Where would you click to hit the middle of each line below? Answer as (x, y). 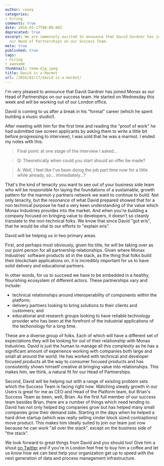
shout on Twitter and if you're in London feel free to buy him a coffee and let (82, 447)
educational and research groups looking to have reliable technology (81, 316)
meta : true (16, 46)
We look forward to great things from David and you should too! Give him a (80, 443)
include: (13, 285)
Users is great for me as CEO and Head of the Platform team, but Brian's (78, 391)
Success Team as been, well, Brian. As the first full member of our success (81, 397)
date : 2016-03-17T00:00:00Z (34, 28)
